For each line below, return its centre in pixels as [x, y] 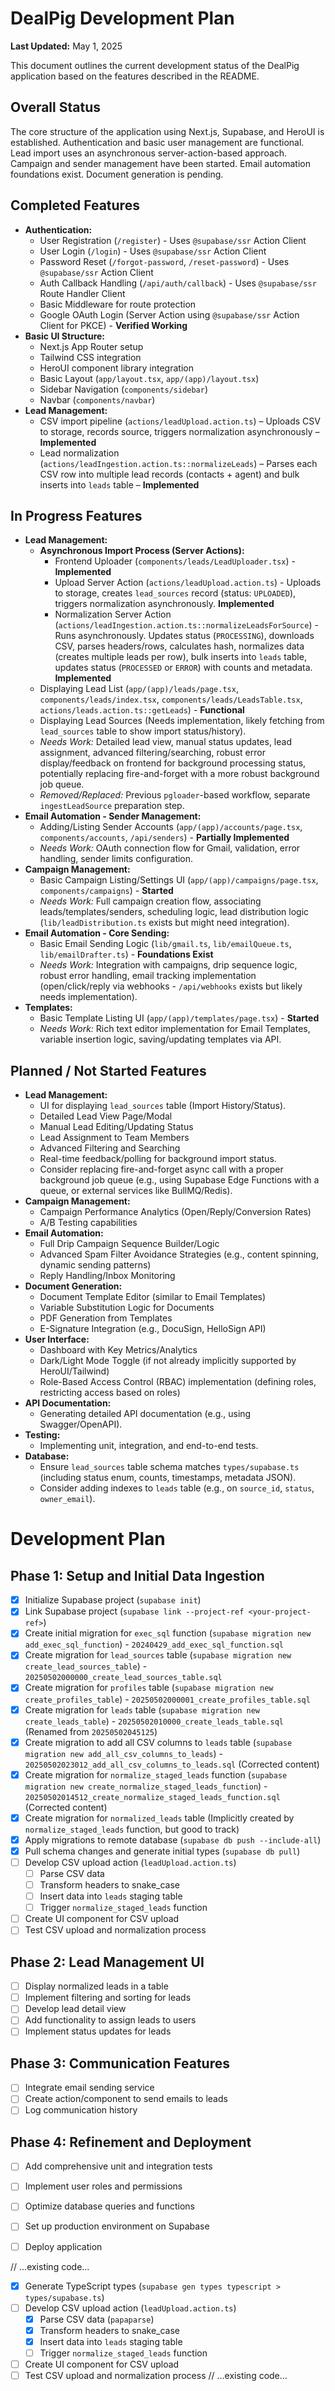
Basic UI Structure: [65, 336]
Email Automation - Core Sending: [97, 933]
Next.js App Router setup [91, 346]
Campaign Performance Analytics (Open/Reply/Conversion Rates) [175, 1212]
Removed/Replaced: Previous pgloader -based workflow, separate [175, 795]
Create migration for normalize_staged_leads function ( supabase [156, 1774]
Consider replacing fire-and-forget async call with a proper [161, 1169]
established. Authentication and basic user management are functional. [157, 142]
